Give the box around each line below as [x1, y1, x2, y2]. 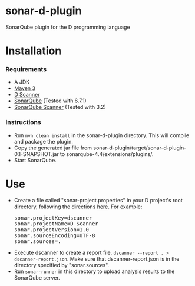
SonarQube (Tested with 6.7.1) [14, 97, 87, 104]
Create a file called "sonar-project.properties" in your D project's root [14, 197, 183, 204]
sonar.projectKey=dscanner [14, 214, 92, 221]
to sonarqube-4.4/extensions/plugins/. [60, 150, 154, 157]
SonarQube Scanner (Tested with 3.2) [14, 104, 107, 111]
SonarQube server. [14, 274, 60, 281]
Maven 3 [14, 85, 36, 92]
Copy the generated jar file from [14, 144, 92, 151]
